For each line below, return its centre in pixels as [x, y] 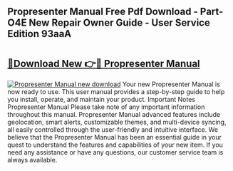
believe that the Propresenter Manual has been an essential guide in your [115, 137]
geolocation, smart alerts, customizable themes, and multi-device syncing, [117, 122]
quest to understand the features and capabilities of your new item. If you [115, 145]
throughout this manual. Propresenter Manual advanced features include [114, 114]
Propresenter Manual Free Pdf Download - [103, 12]
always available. [32, 160]
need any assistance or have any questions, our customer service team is [115, 152]
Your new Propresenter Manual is [171, 84]
